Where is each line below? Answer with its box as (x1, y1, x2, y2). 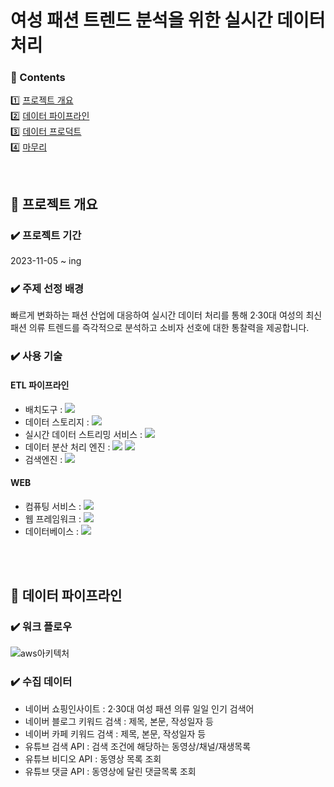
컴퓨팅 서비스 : (24, 500, 82, 512)
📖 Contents (10, 71, 66, 85)
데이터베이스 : (24, 525, 80, 537)
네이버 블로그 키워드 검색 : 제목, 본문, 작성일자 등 (24, 715, 214, 727)
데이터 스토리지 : (24, 416, 90, 428)
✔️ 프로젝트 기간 (10, 228, 82, 242)
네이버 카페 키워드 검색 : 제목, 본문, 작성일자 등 (24, 727, 207, 740)
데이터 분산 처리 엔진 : (24, 441, 111, 453)
